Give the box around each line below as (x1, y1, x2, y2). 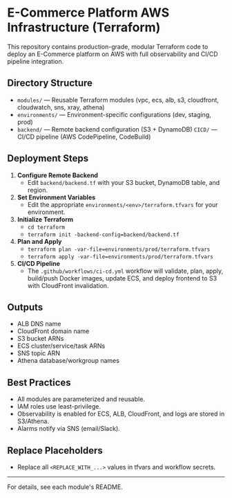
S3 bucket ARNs (17, 335, 64, 343)
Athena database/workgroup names (17, 357, 119, 365)
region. (27, 186, 48, 194)
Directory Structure (7, 78, 93, 89)
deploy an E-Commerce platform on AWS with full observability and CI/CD (7, 50, 218, 58)
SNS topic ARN (17, 349, 61, 357)
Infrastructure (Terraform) (7, 19, 161, 35)
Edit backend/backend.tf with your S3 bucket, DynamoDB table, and (27, 178, 220, 186)
